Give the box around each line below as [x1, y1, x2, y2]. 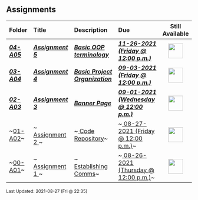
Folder [9, 26, 28, 34]
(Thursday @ [118, 166, 154, 174]
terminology [74, 50, 109, 58]
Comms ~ [74, 169, 100, 178]
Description [74, 26, 108, 34]
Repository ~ [74, 134, 108, 142]
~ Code [74, 126, 95, 135]
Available [162, 29, 189, 38]
